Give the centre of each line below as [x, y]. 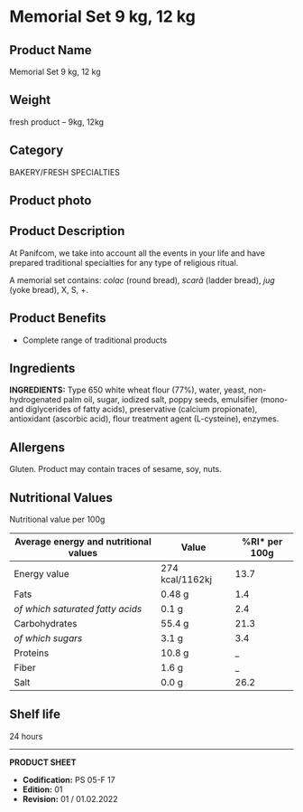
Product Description [67, 231]
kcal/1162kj [187, 580]
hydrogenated [35, 400]
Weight [30, 100]
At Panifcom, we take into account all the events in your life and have [138, 253]
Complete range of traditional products [95, 340]
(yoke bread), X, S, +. [49, 289]
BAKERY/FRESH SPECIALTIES [64, 172]
